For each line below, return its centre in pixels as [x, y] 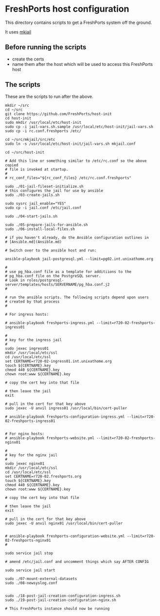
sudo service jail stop [29, 553]
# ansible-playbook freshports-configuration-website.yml [65, 536]
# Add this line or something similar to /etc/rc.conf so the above [76, 161]
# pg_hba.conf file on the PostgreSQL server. [53, 276]
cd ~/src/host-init [25, 152]
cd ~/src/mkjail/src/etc [30, 139]
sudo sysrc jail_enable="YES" [36, 203]
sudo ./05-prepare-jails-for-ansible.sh [47, 225]
